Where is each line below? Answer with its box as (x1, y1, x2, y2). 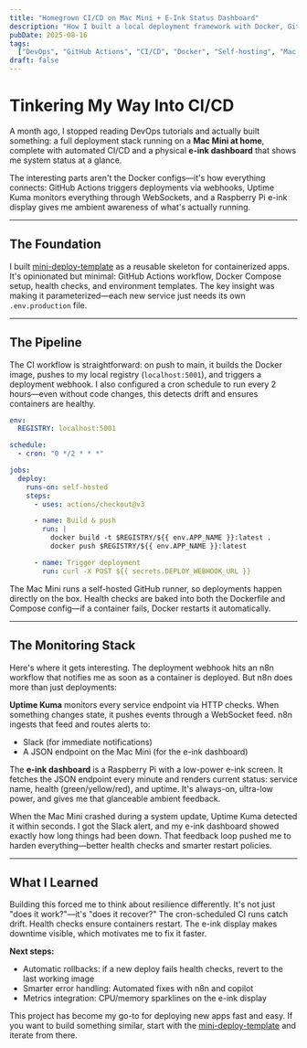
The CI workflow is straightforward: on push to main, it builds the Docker (9, 358, 283, 370)
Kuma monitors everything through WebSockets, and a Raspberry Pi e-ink (9, 191, 288, 202)
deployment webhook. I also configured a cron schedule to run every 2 (9, 379, 277, 390)
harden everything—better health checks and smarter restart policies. (9, 839, 272, 850)
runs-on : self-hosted (26, 482, 108, 492)
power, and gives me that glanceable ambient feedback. (9, 793, 221, 804)
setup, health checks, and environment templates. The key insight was (9, 280, 275, 291)
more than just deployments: (9, 681, 117, 692)
